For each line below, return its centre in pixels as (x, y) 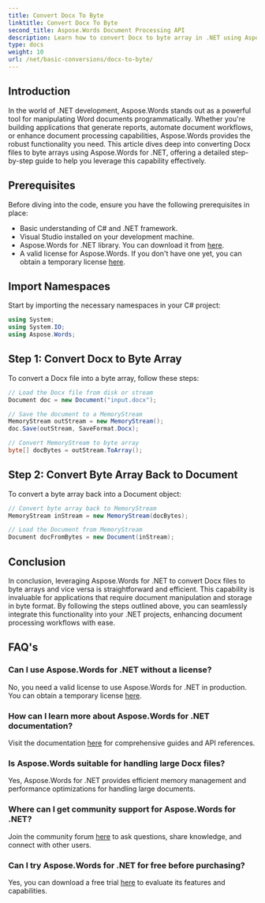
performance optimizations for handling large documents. (102, 789)
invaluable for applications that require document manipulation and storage (130, 597)
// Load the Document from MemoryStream (76, 530)
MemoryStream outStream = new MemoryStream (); (86, 422)
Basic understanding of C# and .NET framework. (99, 228)
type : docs (26, 45)
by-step (21, 160)
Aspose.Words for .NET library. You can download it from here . (122, 244)
